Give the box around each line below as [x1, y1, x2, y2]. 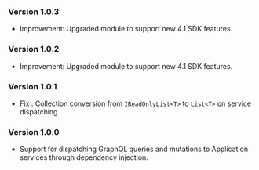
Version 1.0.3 [8, 6, 60, 17]
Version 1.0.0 [8, 126, 60, 137]
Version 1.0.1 [8, 81, 57, 92]
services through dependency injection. [19, 153, 149, 162]
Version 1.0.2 [8, 44, 60, 55]
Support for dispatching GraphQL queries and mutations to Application [19, 144, 249, 154]
